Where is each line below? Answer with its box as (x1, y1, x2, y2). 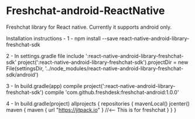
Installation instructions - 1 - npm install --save (6, 35, 118, 42)
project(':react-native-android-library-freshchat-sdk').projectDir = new (17, 59, 189, 66)
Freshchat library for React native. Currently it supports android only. (6, 23, 172, 30)
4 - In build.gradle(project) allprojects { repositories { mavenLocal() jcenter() (6, 100, 190, 107)
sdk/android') (6, 71, 39, 78)
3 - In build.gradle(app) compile (6, 82, 83, 89)
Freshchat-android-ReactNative (6, 4, 165, 18)
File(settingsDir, (6, 64, 44, 72)
